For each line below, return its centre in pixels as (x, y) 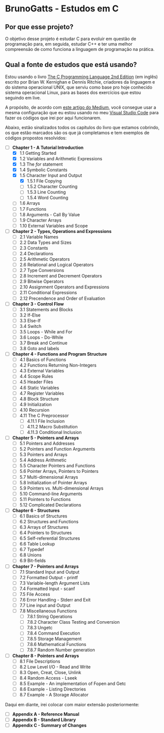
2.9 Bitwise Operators (42, 281)
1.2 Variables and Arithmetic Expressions (61, 158)
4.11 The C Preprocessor (44, 415)
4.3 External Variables (42, 371)
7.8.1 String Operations (49, 617)
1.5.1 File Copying (44, 181)
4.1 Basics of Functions (43, 360)
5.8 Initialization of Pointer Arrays (53, 482)
